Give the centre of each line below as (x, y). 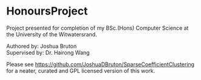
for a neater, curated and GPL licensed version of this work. (81, 70)
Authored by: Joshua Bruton (42, 46)
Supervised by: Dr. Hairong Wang (48, 52)
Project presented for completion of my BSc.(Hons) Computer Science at (97, 28)
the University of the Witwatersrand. (52, 34)
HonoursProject (47, 11)
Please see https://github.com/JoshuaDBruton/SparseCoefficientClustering (101, 64)
